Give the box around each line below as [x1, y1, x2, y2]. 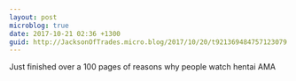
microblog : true [9, 21, 69, 30]
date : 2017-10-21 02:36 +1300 [9, 29, 121, 38]
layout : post [9, 12, 58, 22]
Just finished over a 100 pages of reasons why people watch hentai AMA [9, 62, 277, 72]
